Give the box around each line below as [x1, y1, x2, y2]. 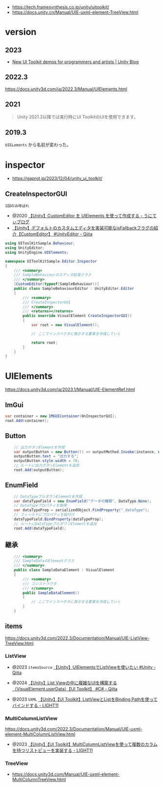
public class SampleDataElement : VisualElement [14, 568, 115, 573]
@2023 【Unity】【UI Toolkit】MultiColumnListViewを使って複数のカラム [12, 741, 158, 747]
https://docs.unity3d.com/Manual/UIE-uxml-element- [12, 771, 120, 777]
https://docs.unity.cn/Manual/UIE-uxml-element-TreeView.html [12, 9, 139, 15]
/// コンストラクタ [22, 581, 57, 586]
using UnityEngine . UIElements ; [5, 250, 69, 255]
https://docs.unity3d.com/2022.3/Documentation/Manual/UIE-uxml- [5, 726, 143, 732]
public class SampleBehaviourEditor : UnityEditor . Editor [14, 286, 134, 291]
